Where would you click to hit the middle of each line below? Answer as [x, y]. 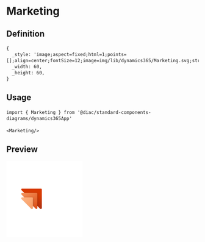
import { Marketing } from [41, 112]
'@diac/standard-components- [114, 112]
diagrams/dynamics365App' [39, 118]
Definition [25, 34]
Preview [22, 150]
